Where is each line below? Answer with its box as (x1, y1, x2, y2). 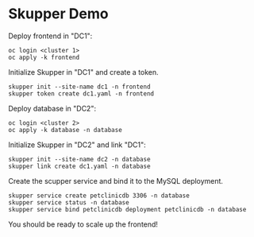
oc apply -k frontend (8, 53, 80, 61)
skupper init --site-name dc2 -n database (8, 155, 151, 163)
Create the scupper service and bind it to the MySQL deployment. (8, 176, 224, 185)
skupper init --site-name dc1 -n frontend (8, 83, 151, 91)
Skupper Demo (8, 5, 109, 23)
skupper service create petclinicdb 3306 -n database (8, 192, 190, 200)
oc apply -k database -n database (8, 126, 123, 134)
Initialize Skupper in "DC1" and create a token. (8, 67, 159, 76)
